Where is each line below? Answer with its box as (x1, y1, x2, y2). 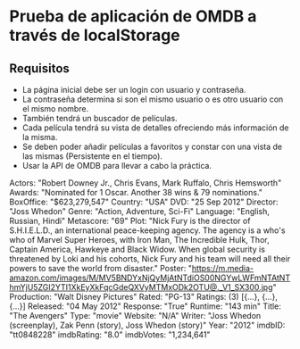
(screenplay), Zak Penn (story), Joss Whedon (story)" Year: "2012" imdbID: (9, 320, 286, 330)
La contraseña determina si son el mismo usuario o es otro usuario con (21, 94, 284, 104)
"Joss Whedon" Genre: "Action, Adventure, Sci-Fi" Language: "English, (9, 206, 271, 216)
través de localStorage (9, 25, 180, 46)
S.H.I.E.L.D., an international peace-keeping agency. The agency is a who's (9, 225, 286, 236)
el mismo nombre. (21, 104, 89, 113)
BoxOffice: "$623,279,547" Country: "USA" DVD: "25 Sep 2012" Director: (9, 196, 279, 207)
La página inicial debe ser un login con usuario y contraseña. (21, 85, 246, 95)
